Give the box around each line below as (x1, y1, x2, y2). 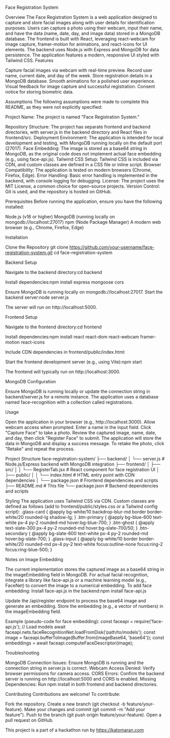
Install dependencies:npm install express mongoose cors (5, 279, 124, 285)
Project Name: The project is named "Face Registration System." (5, 114, 140, 120)
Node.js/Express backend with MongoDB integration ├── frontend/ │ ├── (5, 461, 161, 467)
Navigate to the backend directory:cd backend (5, 269, 102, 275)
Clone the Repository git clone (5, 244, 68, 250)
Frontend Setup (5, 314, 38, 320)
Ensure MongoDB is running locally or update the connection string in (5, 388, 150, 394)
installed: (5, 204, 24, 210)
